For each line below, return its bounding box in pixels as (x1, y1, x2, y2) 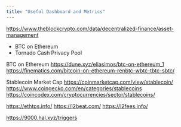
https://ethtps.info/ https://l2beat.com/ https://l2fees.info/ (6, 102, 148, 110)
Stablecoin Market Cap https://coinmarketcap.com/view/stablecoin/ (6, 78, 173, 85)
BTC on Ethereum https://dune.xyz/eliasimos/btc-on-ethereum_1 (6, 61, 164, 68)
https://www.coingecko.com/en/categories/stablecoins (6, 84, 142, 92)
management (6, 31, 39, 39)
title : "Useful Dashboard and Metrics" (6, 8, 106, 15)
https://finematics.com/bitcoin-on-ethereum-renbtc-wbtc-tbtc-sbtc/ (6, 66, 175, 74)
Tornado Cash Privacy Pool (14, 49, 82, 56)
